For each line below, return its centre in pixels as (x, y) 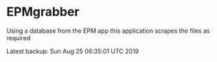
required (19, 37)
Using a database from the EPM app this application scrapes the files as (108, 31)
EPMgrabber (43, 12)
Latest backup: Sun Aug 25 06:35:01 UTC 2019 (73, 51)
